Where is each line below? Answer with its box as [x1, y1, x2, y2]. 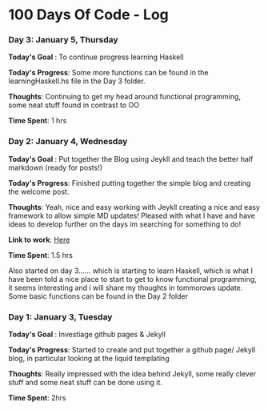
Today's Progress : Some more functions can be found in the [8, 68, 209, 78]
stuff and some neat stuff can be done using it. [8, 378, 162, 388]
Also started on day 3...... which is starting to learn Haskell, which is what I [8, 266, 254, 275]
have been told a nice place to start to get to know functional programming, [8, 274, 258, 283]
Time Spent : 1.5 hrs [8, 250, 74, 259]
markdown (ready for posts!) [8, 163, 102, 172]
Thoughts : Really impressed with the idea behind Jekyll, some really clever [8, 369, 256, 379]
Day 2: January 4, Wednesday [8, 136, 128, 147]
